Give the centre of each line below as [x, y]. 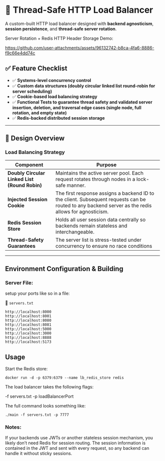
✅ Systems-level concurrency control [52, 80]
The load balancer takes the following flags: [49, 386]
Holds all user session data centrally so [101, 220]
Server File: [19, 282]
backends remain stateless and [92, 226]
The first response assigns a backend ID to [105, 193]
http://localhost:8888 [28, 338]
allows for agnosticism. [82, 212]
